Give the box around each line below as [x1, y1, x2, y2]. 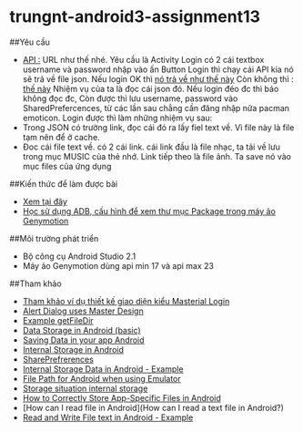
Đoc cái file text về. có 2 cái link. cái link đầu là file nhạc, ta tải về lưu [22, 141, 280, 152]
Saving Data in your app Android [22, 334, 145, 345]
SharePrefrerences [22, 354, 94, 365]
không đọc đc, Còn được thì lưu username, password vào [22, 93, 238, 104]
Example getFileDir [22, 314, 94, 325]
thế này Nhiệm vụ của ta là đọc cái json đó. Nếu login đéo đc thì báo [22, 83, 279, 94]
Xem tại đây [22, 196, 68, 207]
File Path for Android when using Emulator [22, 373, 182, 384]
